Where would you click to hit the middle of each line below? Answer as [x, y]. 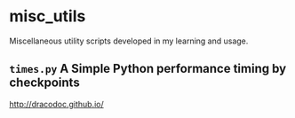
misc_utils [48, 16]
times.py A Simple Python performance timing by [148, 69]
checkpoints [44, 83]
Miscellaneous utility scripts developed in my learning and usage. [129, 41]
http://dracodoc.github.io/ [56, 104]
